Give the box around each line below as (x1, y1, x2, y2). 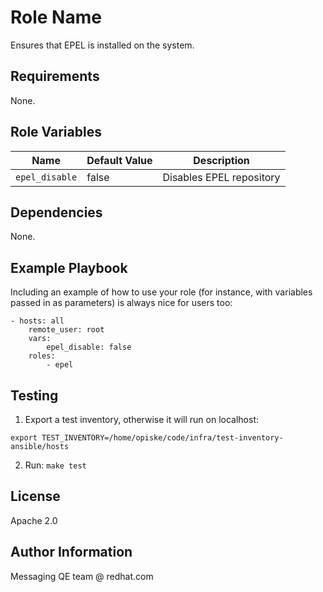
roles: (28, 351, 56, 361)
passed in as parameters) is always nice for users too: (10, 297, 233, 309)
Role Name (10, 6, 102, 29)
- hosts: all (10, 316, 65, 326)
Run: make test (24, 459, 87, 471)
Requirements (10, 68, 100, 85)
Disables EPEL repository (162, 170, 281, 184)
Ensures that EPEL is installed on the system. (10, 39, 195, 51)
